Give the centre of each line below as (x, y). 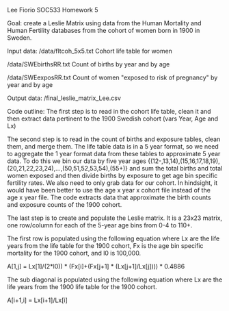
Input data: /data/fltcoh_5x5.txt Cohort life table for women (90, 51)
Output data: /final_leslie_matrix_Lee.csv (64, 98)
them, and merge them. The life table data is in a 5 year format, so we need (113, 146)
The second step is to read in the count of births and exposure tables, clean (114, 139)
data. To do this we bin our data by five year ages (77, 161)
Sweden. (19, 38)
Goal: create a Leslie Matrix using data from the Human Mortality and (104, 23)
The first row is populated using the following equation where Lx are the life (113, 238)
